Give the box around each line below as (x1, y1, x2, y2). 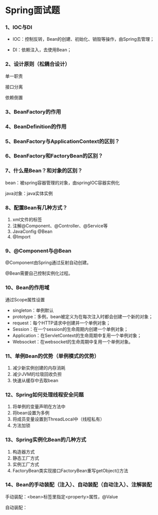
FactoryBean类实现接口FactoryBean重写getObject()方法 (12, 467, 129, 473)
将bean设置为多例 (12, 410, 50, 416)
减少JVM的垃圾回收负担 (12, 371, 62, 377)
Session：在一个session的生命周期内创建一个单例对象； (12, 326, 129, 332)
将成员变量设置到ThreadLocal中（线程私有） (12, 416, 105, 422)
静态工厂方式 (12, 455, 39, 461)
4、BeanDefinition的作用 (5, 123, 67, 130)
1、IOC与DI (5, 24, 33, 31)
